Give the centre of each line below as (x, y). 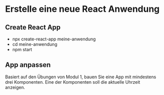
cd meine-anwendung (35, 44)
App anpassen (28, 65)
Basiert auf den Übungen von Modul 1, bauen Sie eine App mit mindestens (81, 77)
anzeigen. (15, 87)
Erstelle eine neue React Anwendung (82, 9)
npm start (22, 49)
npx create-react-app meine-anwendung (54, 39)
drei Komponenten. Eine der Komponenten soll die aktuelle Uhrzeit (73, 82)
